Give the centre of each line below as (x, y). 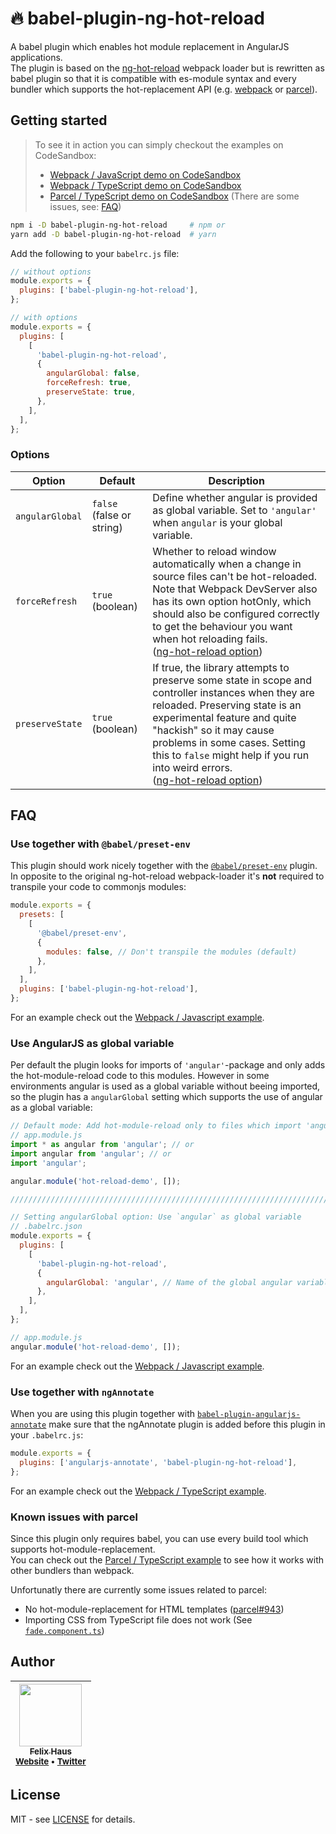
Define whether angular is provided (235, 497)
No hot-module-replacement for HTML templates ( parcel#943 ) (154, 1609)
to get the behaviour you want (222, 626)
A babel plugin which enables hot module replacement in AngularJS (150, 46)
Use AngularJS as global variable (92, 1043)
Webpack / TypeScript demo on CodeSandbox (145, 185)
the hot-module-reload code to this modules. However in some (140, 1076)
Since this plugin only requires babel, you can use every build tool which (159, 1538)
